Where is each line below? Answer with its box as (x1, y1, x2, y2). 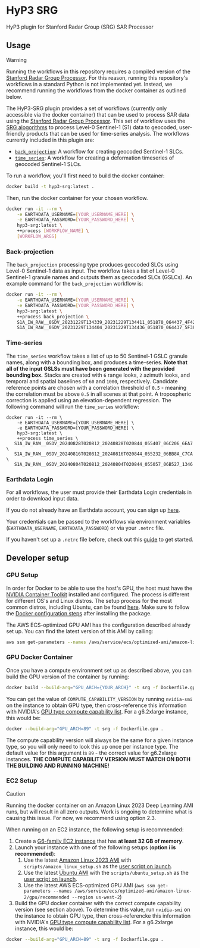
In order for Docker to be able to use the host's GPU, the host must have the (6, 584, 192, 592)
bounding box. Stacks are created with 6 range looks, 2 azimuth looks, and (6, 371, 190, 378)
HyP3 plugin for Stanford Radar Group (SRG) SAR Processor (6, 23, 154, 30)
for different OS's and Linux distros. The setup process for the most (6, 597, 173, 604)
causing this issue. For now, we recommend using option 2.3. (6, 814, 157, 821)
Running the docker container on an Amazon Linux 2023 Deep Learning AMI (6, 802, 193, 809)
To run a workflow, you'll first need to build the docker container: (6, 172, 165, 179)
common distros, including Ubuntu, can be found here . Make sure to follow (6, 603, 190, 611)
